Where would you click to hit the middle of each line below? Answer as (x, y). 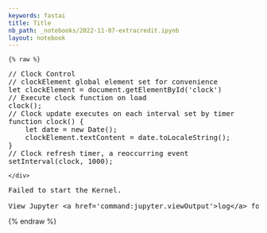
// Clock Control (42, 74)
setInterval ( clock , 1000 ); (61, 161)
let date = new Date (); (71, 130)
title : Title (30, 23)
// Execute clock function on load (77, 98)
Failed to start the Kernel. (65, 190)
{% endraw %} (33, 221)
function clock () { (46, 122)
